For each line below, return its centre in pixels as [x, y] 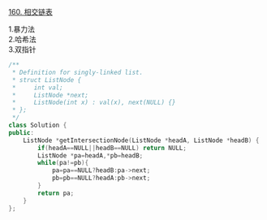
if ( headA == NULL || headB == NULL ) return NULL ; [112, 148]
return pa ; [56, 193]
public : [22, 132]
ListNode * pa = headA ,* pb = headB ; [90, 155]
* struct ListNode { [47, 80]
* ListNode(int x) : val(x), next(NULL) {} [94, 103]
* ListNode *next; [50, 95]
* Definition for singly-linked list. [78, 72]
